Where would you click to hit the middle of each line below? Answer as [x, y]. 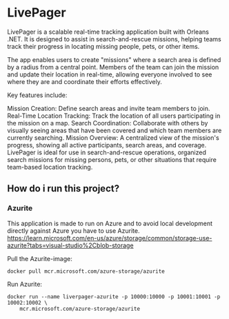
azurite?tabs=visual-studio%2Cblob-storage [70, 245]
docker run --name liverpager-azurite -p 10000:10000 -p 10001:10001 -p [114, 297]
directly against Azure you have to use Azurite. [73, 230]
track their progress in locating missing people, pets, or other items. [103, 46]
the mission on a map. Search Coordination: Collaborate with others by [108, 123]
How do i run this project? [63, 188]
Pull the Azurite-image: [40, 258]
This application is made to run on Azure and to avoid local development [110, 223]
